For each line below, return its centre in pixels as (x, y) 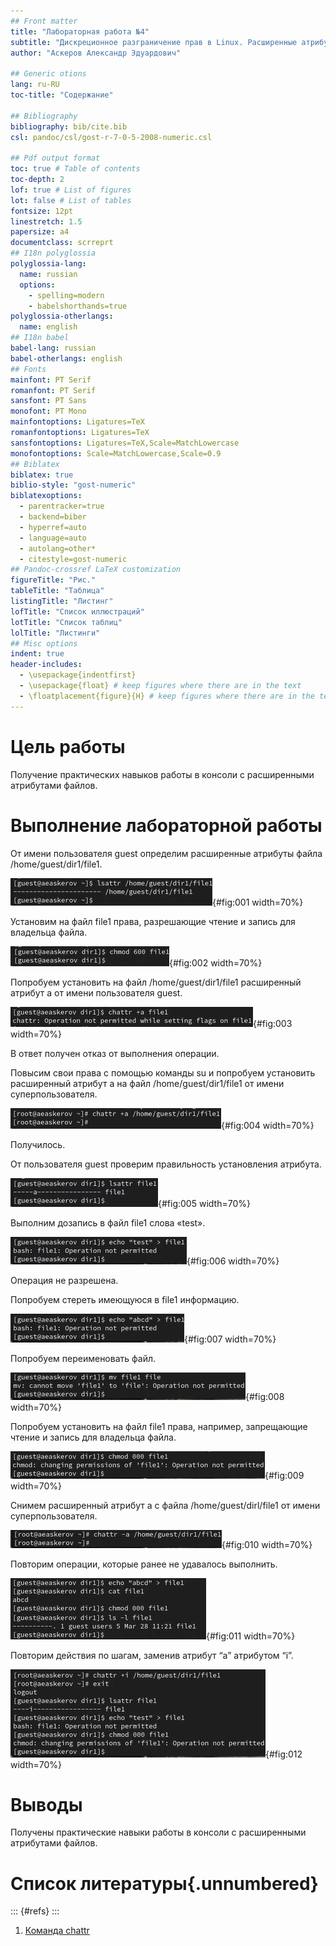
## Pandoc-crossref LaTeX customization (96, 570)
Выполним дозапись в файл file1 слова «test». (108, 1222)
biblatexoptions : (46, 496)
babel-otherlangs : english (66, 358)
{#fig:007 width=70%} (230, 1339)
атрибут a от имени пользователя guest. (96, 992)
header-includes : (46, 665)
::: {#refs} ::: (35, 1911)
